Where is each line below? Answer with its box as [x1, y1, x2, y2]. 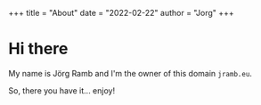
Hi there [8, 39, 69, 59]
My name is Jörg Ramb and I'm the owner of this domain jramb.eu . [8, 68, 253, 78]
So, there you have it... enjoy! [8, 85, 116, 96]
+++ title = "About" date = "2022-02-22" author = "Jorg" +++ [8, 8, 235, 18]
